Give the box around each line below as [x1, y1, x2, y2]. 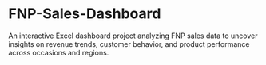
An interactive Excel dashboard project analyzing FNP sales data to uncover [8, 31, 258, 40]
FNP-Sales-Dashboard [8, 5, 161, 23]
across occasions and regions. [8, 48, 109, 57]
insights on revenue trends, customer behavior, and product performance [8, 39, 250, 48]
